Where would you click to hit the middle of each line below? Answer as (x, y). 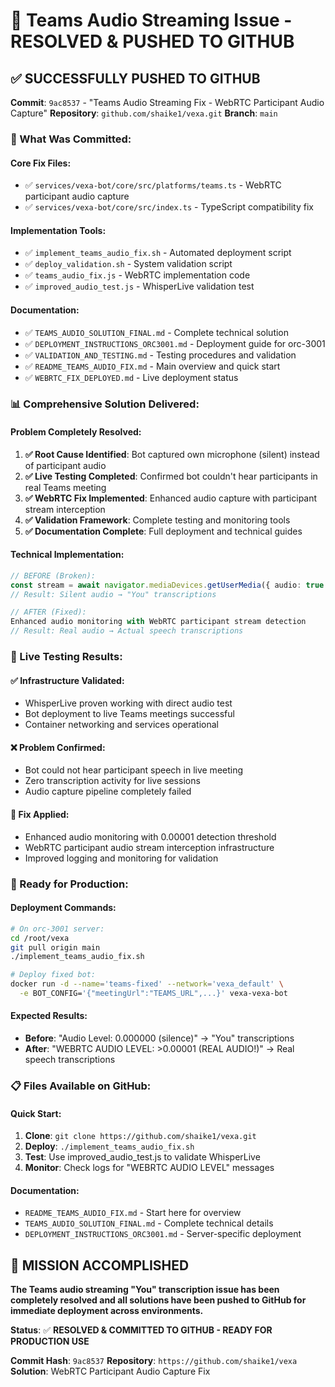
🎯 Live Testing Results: (66, 657)
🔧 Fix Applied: (40, 815)
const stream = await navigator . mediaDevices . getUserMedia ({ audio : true (167, 585)
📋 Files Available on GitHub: (81, 1086)
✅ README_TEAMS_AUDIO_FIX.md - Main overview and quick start (152, 366)
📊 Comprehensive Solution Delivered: (105, 404)
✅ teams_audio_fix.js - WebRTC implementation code (137, 275)
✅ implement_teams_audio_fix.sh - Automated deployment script (158, 253)
